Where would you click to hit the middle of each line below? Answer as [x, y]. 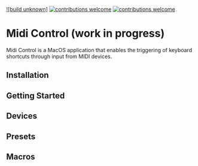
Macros [21, 157]
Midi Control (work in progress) [86, 34]
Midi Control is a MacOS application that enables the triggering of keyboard [99, 50]
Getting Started [36, 96]
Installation [28, 75]
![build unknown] [27, 9]
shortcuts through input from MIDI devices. [59, 56]
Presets [21, 136]
